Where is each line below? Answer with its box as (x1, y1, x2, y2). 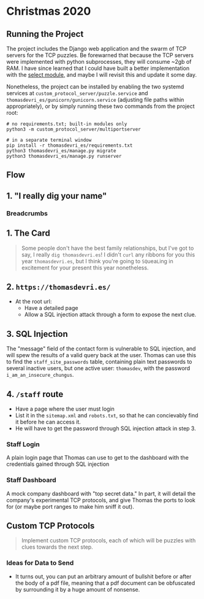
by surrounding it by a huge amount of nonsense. (15, 585, 140, 593)
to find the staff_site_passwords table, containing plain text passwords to (6, 358, 192, 366)
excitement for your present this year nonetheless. (21, 264, 149, 271)
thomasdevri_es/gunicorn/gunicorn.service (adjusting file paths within (6, 96, 184, 103)
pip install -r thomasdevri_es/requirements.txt (6, 142, 133, 149)
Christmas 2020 (6, 4, 91, 18)
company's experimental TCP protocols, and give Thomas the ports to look (6, 496, 196, 504)
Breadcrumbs (6, 209, 48, 217)
